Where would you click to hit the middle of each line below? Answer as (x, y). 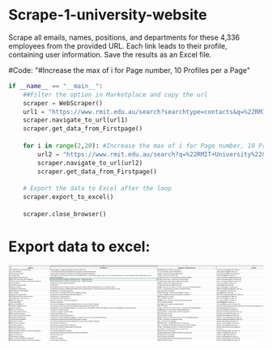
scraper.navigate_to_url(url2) (90, 163)
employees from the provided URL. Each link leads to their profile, (118, 45)
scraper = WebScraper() (63, 103)
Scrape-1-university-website (108, 15)
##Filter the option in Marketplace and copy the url (115, 95)
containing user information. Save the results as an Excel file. (110, 54)
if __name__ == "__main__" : (56, 86)
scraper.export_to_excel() (68, 197)
